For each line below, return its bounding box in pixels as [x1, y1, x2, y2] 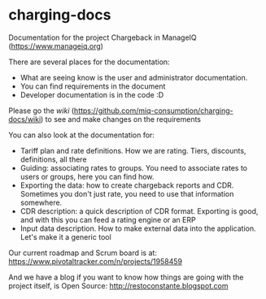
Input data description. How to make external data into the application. [20, 223, 256, 233]
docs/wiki [8, 114, 41, 123]
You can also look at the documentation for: [8, 130, 155, 140]
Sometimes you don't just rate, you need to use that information [20, 188, 234, 198]
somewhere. [20, 197, 63, 207]
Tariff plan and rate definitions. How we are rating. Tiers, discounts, [20, 145, 246, 155]
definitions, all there [20, 154, 87, 164]
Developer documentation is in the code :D [20, 89, 164, 99]
